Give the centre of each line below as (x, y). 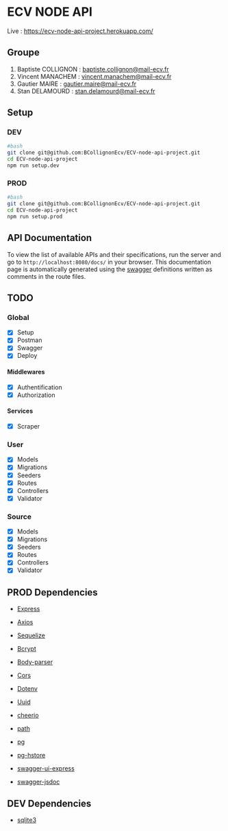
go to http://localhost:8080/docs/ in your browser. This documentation (109, 262)
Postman (29, 340)
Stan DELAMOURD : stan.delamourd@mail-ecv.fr (86, 91)
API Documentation (50, 238)
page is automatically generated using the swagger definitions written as (110, 269)
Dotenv (27, 689)
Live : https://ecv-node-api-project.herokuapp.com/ (80, 31)
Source (20, 516)
